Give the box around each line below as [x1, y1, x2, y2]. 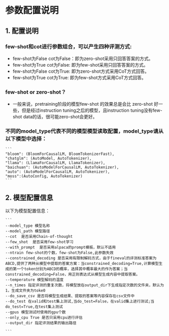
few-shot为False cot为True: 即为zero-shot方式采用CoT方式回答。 [12, 68, 150, 74]
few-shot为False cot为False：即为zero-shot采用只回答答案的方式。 [12, 55, 153, 62]
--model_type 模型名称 [5, 223, 50, 229]
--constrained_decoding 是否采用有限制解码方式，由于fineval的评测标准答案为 [5, 256, 157, 261]
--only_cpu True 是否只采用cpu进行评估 [5, 315, 83, 320]
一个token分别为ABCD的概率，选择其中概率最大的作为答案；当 [16, 266, 128, 272]
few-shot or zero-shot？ [5, 88, 66, 96]
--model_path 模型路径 [5, 229, 50, 234]
